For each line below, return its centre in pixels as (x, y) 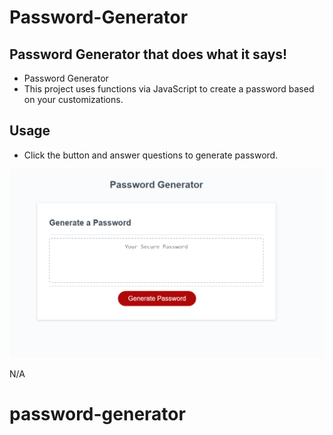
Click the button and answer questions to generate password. (151, 155)
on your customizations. (73, 99)
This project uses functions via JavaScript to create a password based (169, 89)
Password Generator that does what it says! (148, 54)
